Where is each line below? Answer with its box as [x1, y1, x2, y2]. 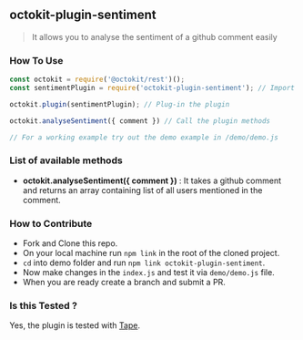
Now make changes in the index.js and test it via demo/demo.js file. [22, 267, 275, 278]
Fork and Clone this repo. [22, 238, 118, 249]
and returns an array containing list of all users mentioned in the [22, 184, 263, 195]
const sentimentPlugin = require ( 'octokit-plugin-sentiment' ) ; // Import [9, 83, 296, 92]
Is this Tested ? [9, 300, 77, 312]
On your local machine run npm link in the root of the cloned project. [22, 248, 280, 259]
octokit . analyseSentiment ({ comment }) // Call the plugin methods [9, 116, 271, 126]
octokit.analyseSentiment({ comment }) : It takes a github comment [22, 175, 282, 186]
